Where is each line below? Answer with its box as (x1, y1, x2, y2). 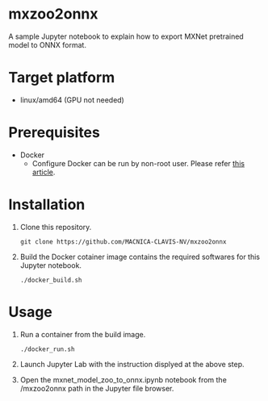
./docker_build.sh (19, 276, 82, 284)
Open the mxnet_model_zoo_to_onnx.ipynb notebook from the (19, 374, 228, 384)
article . (31, 167, 56, 177)
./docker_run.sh (19, 345, 75, 353)
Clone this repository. (19, 222, 92, 232)
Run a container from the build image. (19, 329, 146, 339)
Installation (8, 195, 86, 214)
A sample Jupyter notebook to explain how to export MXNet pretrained (8, 31, 244, 41)
